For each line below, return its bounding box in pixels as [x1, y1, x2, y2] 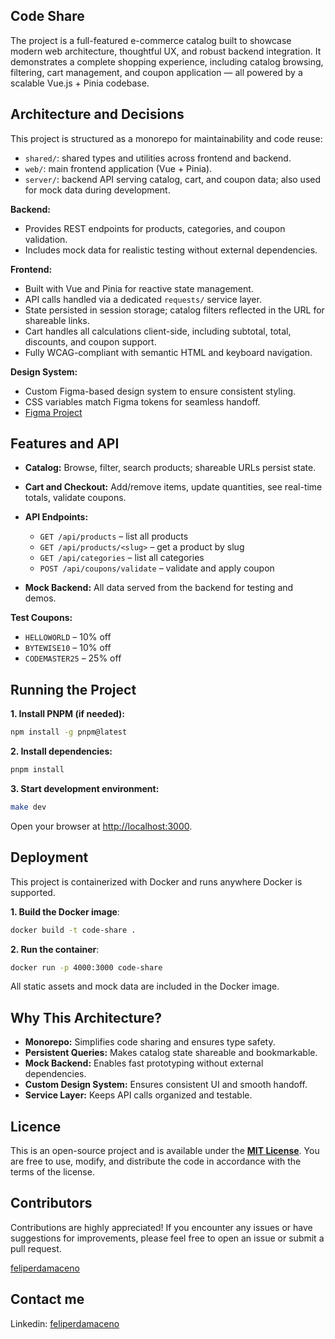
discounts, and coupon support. [24, 335, 157, 348]
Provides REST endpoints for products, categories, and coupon [24, 222, 286, 234]
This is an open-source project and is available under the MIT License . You [10, 1145, 320, 1157]
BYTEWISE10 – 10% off [24, 642, 112, 654]
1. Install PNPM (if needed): [10, 708, 126, 720]
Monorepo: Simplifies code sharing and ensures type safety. [24, 1036, 276, 1048]
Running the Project [10, 681, 137, 698]
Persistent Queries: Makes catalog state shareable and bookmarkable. [24, 1047, 318, 1059]
